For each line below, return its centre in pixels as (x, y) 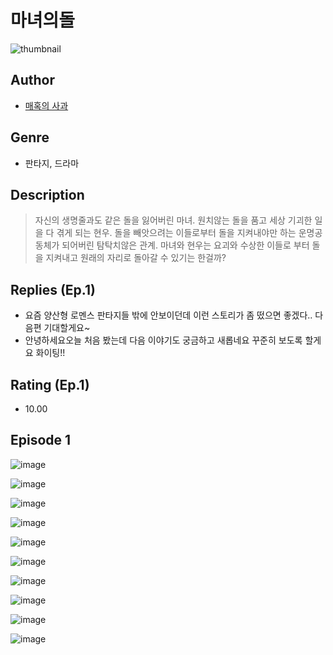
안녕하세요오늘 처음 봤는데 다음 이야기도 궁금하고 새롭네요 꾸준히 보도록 (163, 340)
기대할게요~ (67, 328)
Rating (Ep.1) (50, 384)
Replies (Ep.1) (53, 289)
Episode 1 (41, 440)
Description (47, 194)
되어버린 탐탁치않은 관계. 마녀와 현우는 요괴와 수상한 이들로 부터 (185, 245)
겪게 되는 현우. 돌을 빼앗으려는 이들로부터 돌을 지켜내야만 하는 (176, 233)
